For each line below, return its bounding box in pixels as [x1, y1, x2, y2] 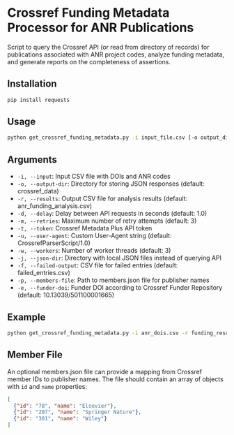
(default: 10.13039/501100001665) [17, 291, 115, 300]
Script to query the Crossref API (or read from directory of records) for [7, 43, 210, 51]
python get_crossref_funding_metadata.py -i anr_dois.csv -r [7, 330, 189, 337]
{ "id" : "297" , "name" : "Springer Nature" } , [13, 408, 141, 416]
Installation [7, 78, 57, 90]
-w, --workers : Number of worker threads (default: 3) [17, 246, 171, 255]
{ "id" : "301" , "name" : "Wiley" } [13, 415, 108, 422]
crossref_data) [17, 187, 59, 196]
